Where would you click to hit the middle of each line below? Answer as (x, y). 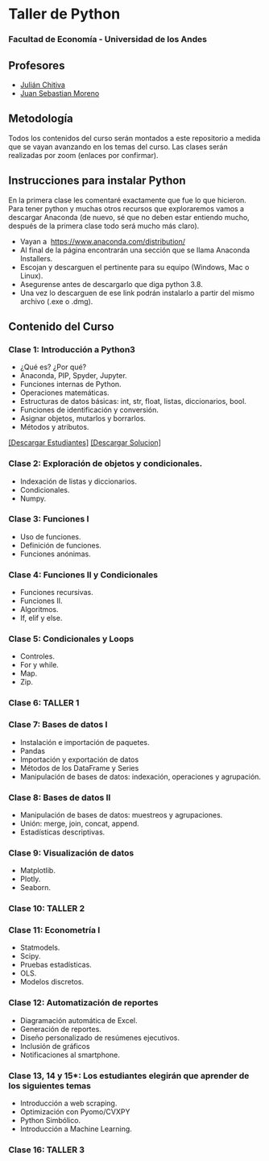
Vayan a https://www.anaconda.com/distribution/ (102, 241)
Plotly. (30, 879)
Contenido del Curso (61, 326)
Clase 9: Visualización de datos (71, 853)
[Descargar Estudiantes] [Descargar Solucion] (85, 443)
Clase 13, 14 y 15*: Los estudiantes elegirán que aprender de (129, 1076)
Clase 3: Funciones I (49, 519)
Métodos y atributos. (54, 427)
